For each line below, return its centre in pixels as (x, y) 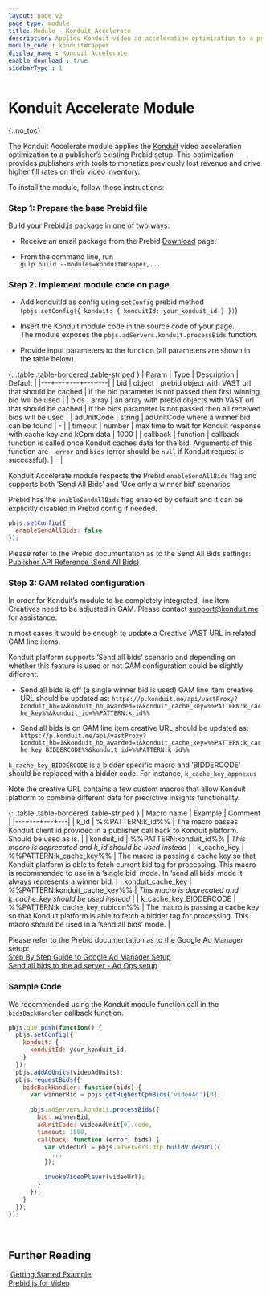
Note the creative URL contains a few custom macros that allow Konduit (127, 789)
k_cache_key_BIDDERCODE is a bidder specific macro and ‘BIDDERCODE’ (125, 765)
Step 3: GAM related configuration (77, 583)
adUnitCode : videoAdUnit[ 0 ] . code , (95, 1125)
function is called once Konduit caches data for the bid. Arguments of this (131, 443)
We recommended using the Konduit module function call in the (114, 1004)
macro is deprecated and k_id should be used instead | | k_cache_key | (126, 848)
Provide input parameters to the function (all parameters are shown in (135, 350)
